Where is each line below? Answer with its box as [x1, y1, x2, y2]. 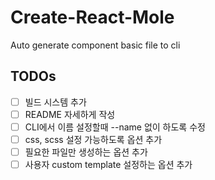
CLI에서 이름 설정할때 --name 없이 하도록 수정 [24, 121, 206, 133]
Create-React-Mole [10, 6, 175, 29]
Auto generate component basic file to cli [10, 39, 181, 51]
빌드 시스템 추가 [24, 96, 87, 108]
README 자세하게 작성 [24, 108, 116, 120]
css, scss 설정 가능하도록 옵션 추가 [24, 133, 163, 145]
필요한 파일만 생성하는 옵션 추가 [24, 146, 148, 158]
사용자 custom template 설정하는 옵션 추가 [24, 159, 193, 171]
